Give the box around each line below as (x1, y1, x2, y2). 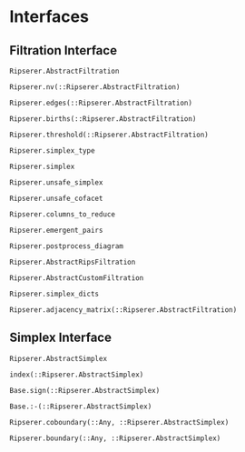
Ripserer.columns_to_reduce (9, 210, 116, 219)
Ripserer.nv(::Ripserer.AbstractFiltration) (9, 83, 181, 92)
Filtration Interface (9, 43, 118, 58)
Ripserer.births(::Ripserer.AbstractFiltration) (9, 115, 197, 124)
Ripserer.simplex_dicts (9, 289, 100, 298)
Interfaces (9, 6, 89, 27)
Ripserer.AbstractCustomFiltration (9, 274, 144, 283)
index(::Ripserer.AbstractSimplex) (9, 370, 144, 379)
